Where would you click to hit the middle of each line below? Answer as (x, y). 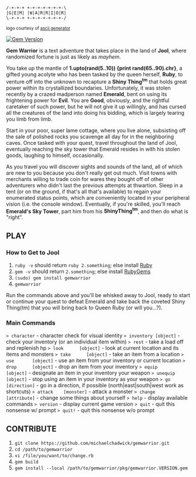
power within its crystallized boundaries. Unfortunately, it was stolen (88, 88)
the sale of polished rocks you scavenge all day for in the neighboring (90, 137)
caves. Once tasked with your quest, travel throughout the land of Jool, (92, 142)
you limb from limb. (29, 119)
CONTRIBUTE (31, 429)
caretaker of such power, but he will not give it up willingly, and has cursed (96, 106)
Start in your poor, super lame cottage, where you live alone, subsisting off (96, 130)
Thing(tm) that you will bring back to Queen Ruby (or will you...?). (84, 308)
